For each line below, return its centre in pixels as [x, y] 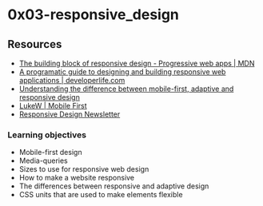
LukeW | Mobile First [53, 106]
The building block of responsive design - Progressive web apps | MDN [137, 63]
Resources [35, 44]
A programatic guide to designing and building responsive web [122, 72]
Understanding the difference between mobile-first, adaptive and [126, 89]
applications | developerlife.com [72, 80]
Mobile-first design [50, 153]
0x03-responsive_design [93, 15]
